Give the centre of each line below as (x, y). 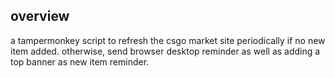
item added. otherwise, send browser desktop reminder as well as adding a (165, 51)
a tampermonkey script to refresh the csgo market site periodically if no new (168, 40)
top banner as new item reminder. (80, 61)
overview (40, 16)
